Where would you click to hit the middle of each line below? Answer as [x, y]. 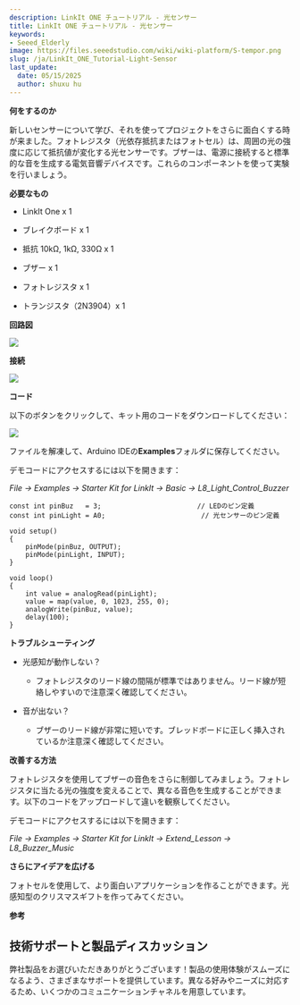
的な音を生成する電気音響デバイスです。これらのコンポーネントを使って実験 [150, 163]
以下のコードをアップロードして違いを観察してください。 [129, 801]
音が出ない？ [46, 711]
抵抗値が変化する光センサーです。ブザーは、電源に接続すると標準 [169, 152]
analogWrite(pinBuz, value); [79, 609]
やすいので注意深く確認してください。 [121, 692]
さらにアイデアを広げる [52, 866]
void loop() [31, 578]
